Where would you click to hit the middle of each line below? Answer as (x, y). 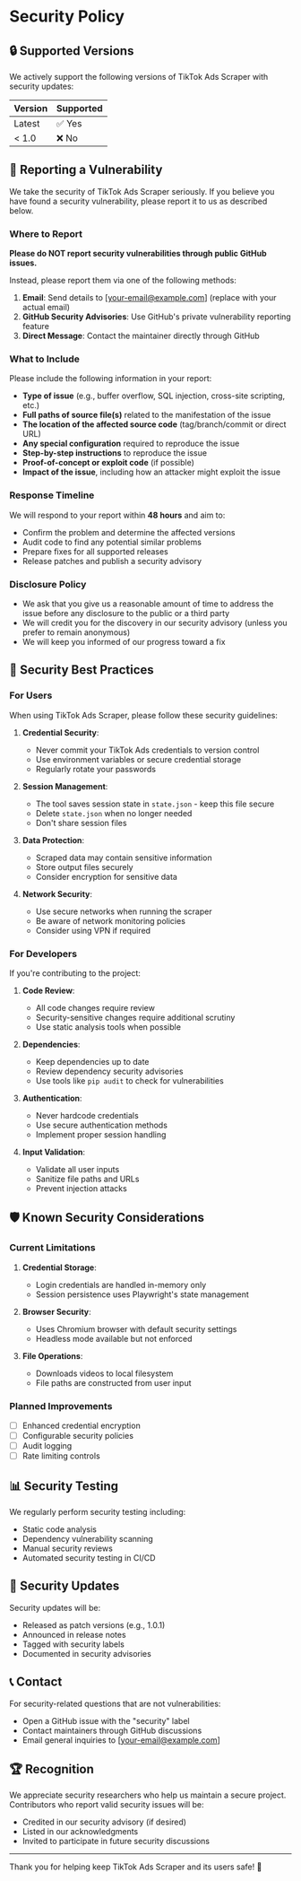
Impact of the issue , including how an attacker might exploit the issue (151, 472)
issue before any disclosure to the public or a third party (126, 613)
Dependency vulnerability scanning (88, 1539)
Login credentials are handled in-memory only (121, 1284)
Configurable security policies (78, 1436)
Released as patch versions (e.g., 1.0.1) (94, 1624)
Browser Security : (56, 1311)
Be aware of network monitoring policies (111, 920)
